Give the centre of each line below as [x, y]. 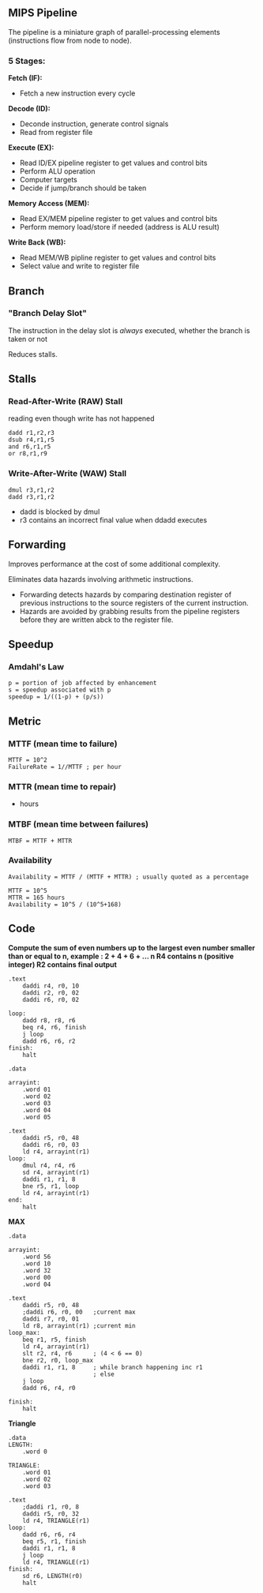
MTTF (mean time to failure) [63, 744]
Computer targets [48, 180]
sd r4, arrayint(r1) [56, 1172]
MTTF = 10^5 [28, 890]
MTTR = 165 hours [37, 898]
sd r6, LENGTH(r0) [53, 1576]
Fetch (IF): [25, 78]
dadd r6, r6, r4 [49, 1535]
